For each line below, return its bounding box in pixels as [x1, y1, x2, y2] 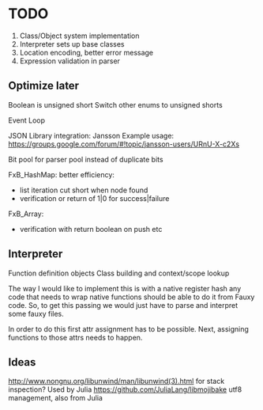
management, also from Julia [8, 393, 103, 403]
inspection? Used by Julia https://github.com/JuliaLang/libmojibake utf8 [8, 385, 242, 394]
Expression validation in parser [19, 56, 121, 66]
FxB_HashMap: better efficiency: [8, 169, 115, 179]
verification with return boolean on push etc [19, 224, 163, 233]
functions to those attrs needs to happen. [8, 332, 143, 342]
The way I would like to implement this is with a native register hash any [8, 283, 242, 293]
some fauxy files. [8, 309, 65, 318]
